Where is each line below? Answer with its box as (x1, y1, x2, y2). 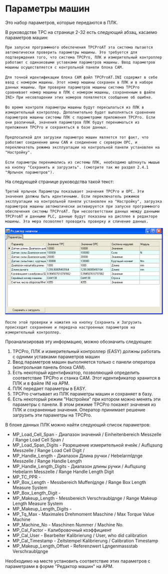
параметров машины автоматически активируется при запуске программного (5, 203, 160, 209)
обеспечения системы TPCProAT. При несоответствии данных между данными (5, 208, 160, 214)
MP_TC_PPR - (12, 473, 41, 480)
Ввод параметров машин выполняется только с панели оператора (12, 358, 156, 365)
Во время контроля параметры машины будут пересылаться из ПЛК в (5, 104, 144, 110)
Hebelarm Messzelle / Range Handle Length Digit (12, 468, 114, 474)
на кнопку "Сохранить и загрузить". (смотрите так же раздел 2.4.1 (5, 164, 149, 170)
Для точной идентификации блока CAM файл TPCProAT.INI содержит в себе (5, 74, 157, 80)
